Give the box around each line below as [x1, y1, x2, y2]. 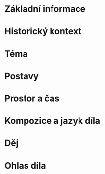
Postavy [4, 70, 39, 82]
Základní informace [4, 3, 86, 15]
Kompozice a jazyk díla [4, 115, 101, 127]
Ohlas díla [4, 160, 46, 171]
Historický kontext [4, 26, 82, 37]
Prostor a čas [4, 93, 60, 104]
